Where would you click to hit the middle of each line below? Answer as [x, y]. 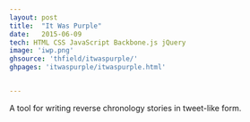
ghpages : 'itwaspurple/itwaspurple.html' [88, 68]
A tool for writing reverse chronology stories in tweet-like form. [125, 108]
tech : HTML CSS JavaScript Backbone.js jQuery [98, 42]
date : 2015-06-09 [46, 34]
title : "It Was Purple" [56, 26]
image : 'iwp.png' [42, 51]
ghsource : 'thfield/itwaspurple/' [74, 59]
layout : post [34, 17]
